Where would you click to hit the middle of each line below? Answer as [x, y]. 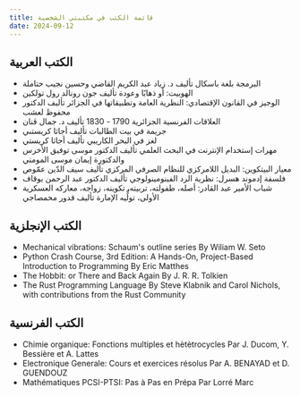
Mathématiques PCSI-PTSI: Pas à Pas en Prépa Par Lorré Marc [138, 382]
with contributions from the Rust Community [104, 295]
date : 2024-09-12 [42, 26]
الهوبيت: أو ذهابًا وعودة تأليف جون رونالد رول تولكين [107, 93]
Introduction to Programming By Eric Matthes [106, 266]
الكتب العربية [41, 62]
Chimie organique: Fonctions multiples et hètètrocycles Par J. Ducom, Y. [155, 344]
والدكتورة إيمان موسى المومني [73, 160]
